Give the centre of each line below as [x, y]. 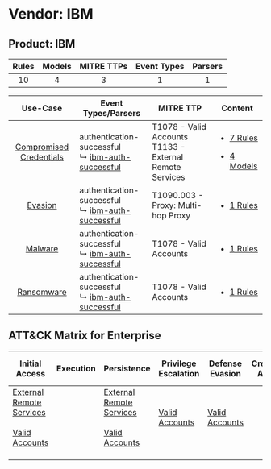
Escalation [179, 373]
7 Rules [244, 138]
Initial [31, 363]
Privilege [179, 363]
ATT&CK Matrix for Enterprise [85, 336]
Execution [76, 368]
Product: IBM [42, 44]
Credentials [42, 157]
